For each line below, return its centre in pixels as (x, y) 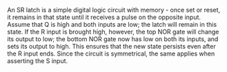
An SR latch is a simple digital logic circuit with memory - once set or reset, (114, 10)
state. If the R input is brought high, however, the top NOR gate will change (113, 32)
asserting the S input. (38, 61)
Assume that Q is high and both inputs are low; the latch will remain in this (112, 24)
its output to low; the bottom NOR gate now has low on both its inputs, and (113, 39)
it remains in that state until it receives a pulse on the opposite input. (104, 17)
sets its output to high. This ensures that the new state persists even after (111, 46)
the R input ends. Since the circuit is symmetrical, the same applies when (111, 53)
